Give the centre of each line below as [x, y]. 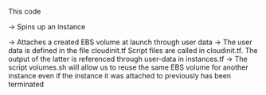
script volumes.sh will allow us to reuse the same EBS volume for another [128, 67]
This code [25, 11]
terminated [26, 84]
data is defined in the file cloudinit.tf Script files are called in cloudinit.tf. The [133, 50]
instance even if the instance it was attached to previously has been [120, 76]
